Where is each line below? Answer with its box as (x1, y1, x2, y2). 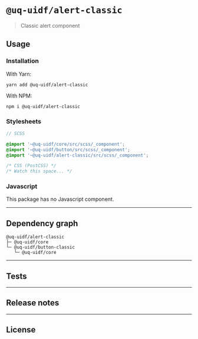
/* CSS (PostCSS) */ (6, 163, 57, 169)
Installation (6, 57, 39, 65)
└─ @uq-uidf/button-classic (6, 245, 75, 250)
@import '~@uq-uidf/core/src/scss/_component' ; (6, 141, 126, 147)
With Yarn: (6, 70, 32, 77)
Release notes (6, 298, 60, 308)
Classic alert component (20, 22, 80, 29)
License (6, 325, 36, 335)
